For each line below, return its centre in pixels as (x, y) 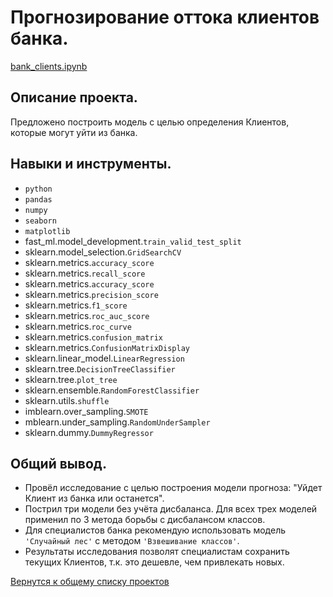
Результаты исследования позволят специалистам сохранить (157, 552)
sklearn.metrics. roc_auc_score (87, 315)
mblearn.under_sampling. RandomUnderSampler (117, 422)
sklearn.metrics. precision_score (91, 294)
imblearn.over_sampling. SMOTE (86, 411)
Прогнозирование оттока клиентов (165, 17)
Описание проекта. (74, 97)
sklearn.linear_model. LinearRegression (104, 358)
